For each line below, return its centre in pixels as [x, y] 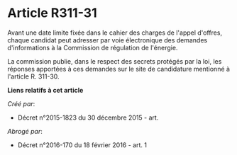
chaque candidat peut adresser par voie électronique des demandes [108, 40]
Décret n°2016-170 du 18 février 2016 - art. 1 [82, 145]
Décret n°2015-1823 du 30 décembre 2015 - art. [88, 117]
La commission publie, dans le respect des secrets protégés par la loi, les [115, 61]
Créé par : [21, 103]
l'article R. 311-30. [33, 76]
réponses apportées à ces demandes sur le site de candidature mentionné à [119, 69]
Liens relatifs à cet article [45, 90]
